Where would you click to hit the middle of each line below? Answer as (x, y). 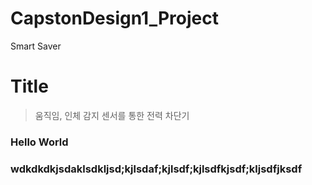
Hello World (39, 142)
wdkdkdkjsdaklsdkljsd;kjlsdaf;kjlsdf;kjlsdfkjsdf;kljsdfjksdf (156, 169)
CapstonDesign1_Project (114, 18)
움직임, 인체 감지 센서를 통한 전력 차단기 (112, 115)
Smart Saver (36, 46)
